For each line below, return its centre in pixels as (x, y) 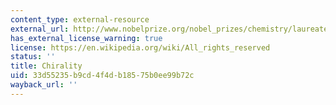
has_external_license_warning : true (86, 38)
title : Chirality (46, 66)
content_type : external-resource (80, 19)
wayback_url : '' (44, 85)
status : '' (33, 57)
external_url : (40, 29)
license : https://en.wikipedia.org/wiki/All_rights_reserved (140, 47)
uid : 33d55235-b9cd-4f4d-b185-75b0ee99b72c (102, 76)
